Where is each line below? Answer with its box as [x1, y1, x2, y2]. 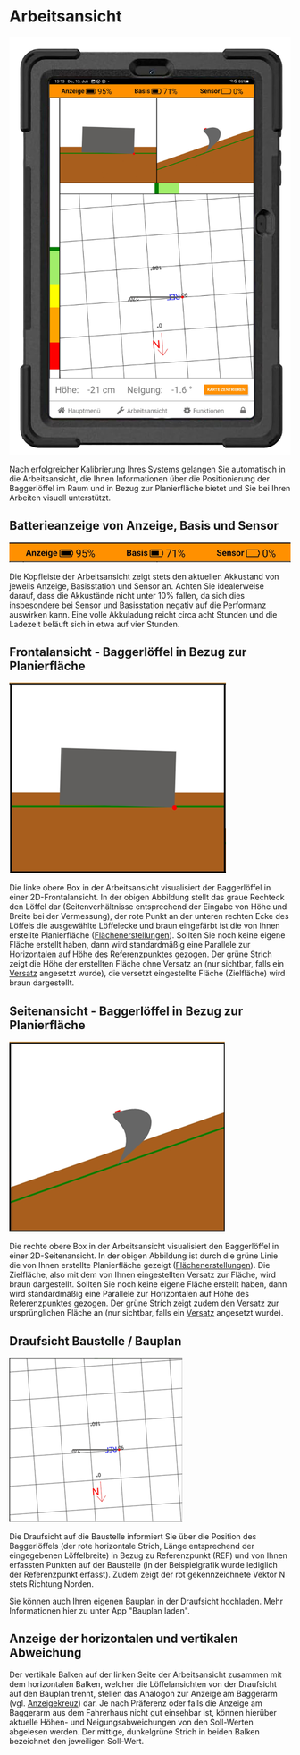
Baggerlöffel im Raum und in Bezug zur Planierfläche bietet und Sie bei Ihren [9, 482, 291, 493]
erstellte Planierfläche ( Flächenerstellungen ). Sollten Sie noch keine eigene [9, 930, 286, 941]
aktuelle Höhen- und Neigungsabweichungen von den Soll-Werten [9, 1717, 254, 1727]
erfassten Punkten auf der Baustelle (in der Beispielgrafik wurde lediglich [9, 1559, 279, 1570]
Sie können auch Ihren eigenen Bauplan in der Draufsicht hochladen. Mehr [9, 1596, 284, 1606]
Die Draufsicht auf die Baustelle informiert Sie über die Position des [9, 1530, 257, 1541]
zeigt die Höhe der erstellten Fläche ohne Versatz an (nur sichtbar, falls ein [9, 958, 284, 969]
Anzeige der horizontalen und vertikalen [9, 1631, 238, 1647]
